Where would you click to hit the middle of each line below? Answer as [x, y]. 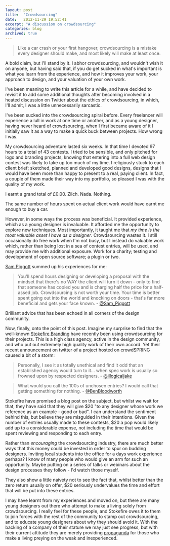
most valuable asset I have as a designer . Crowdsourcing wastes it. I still [81, 235]
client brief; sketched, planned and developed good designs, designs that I [83, 168]
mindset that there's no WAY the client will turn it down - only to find [89, 282]
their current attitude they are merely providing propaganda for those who [82, 533]
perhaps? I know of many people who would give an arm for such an [77, 459]
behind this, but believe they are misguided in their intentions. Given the [80, 417]
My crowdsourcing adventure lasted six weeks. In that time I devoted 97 [80, 147]
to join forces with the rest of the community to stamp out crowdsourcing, [82, 517]
